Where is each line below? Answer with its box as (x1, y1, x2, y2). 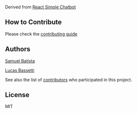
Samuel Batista (5, 58, 35, 64)
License (5, 91, 30, 99)
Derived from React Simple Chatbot (5, 4, 76, 10)
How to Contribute (5, 18, 62, 26)
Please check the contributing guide (5, 31, 78, 37)
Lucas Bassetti (5, 67, 35, 73)
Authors (5, 45, 31, 53)
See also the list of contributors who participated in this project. (5, 77, 133, 82)
